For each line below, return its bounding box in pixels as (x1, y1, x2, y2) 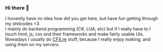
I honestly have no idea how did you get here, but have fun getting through (5, 16, 158, 22)
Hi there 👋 (5, 4, 30, 11)
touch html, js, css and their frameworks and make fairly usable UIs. (5, 31, 144, 37)
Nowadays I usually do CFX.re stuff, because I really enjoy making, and (5, 36, 151, 42)
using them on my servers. (5, 42, 60, 48)
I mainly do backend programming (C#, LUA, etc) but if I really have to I (5, 26, 151, 32)
